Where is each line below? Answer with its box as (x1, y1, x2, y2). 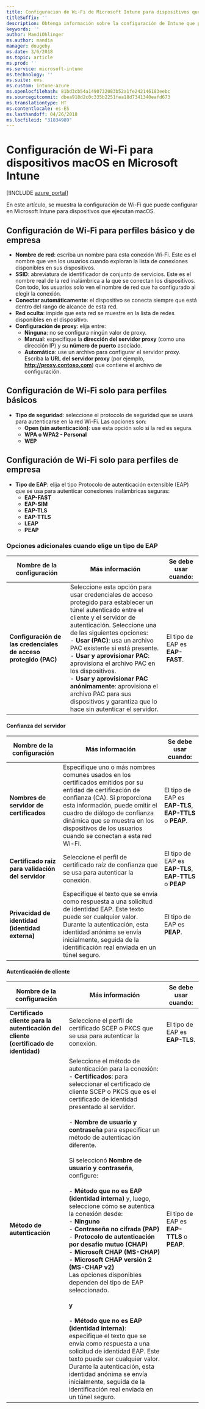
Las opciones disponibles (68, 1271, 142, 1280)
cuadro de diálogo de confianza (63, 809, 154, 817)
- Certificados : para (68, 1072, 128, 1081)
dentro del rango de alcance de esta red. (15, 303, 118, 310)
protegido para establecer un (70, 598, 154, 606)
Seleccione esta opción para (70, 583, 153, 591)
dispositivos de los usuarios (63, 824, 143, 832)
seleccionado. (68, 1286, 109, 1295)
